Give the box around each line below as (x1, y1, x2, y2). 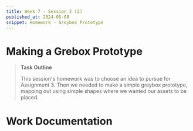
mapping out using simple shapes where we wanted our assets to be (20, 88, 187, 95)
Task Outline (20, 64, 52, 71)
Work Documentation (6, 115, 113, 127)
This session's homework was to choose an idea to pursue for (20, 75, 171, 82)
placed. (20, 94, 39, 101)
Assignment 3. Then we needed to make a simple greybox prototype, (20, 81, 188, 88)
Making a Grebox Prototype (6, 44, 143, 58)
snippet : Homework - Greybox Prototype (6, 19, 104, 25)
